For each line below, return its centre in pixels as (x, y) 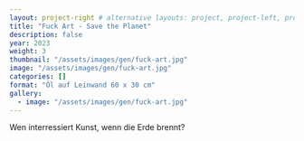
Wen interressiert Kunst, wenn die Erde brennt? (97, 127)
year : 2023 (30, 43)
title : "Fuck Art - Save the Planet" (81, 26)
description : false (46, 34)
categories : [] (38, 77)
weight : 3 (28, 52)
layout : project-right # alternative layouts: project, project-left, (145, 18)
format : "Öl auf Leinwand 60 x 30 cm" (82, 85)
